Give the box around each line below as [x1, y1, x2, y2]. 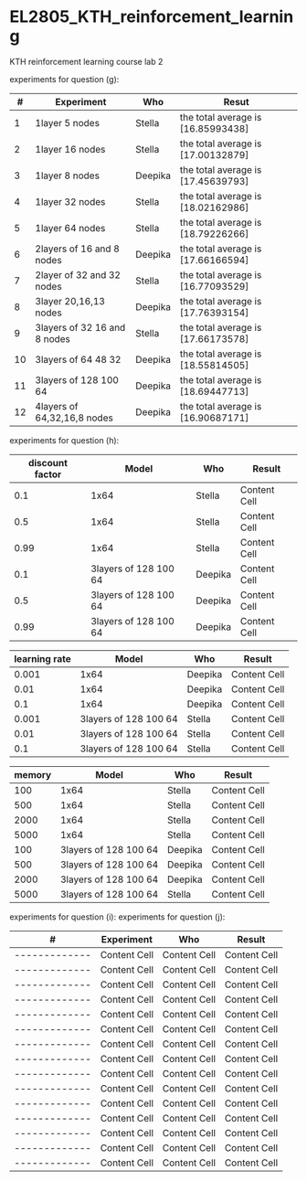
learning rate [14, 652, 71, 665]
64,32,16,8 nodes [35, 411, 114, 424]
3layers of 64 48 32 [35, 353, 122, 366]
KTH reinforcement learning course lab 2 [9, 56, 164, 67]
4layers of [35, 399, 79, 412]
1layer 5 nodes [35, 116, 101, 129]
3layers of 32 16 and [35, 321, 126, 334]
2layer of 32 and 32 [35, 268, 122, 281]
